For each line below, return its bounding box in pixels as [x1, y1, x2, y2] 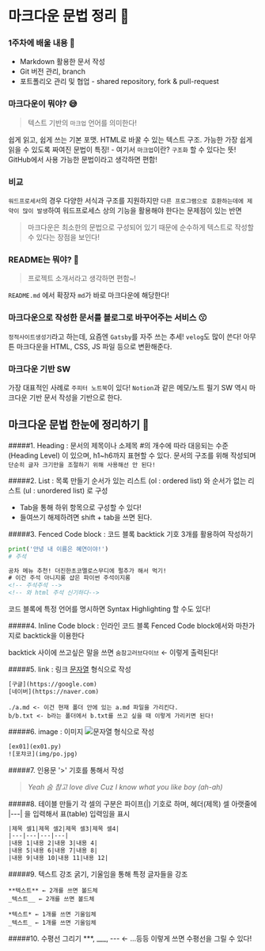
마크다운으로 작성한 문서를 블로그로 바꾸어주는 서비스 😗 [8, 312, 207, 323]
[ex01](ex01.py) [8, 742, 62, 751]
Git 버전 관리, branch [19, 67, 85, 76]
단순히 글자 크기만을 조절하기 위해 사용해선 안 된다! [8, 461, 156, 469]
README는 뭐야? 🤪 [8, 254, 79, 265]
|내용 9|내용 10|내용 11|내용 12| [8, 854, 109, 862]
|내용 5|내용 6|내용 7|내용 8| [8, 846, 98, 855]
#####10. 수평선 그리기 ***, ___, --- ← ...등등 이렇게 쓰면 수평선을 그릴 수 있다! [8, 934, 252, 943]
